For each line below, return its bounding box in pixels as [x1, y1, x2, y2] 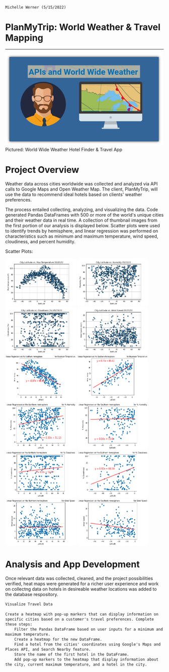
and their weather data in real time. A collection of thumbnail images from [5, 217, 157, 223]
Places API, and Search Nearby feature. [5, 647, 92, 652]
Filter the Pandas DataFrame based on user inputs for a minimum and [14, 627, 163, 632]
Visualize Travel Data [5, 602, 53, 607]
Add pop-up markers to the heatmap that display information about [14, 657, 158, 662]
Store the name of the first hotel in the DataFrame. [14, 652, 129, 657]
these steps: [5, 622, 33, 627]
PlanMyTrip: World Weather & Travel [5, 22, 161, 33]
